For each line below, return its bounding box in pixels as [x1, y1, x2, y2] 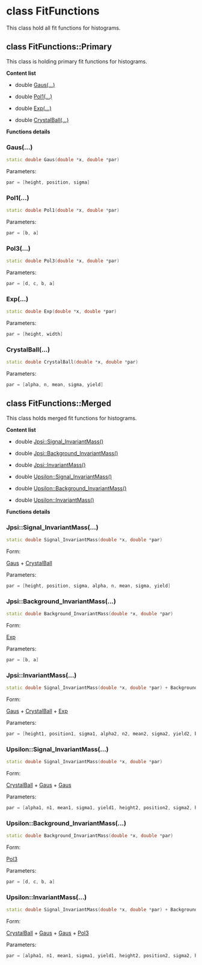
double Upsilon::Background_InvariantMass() [14, 484, 127, 492]
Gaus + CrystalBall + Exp [6, 708, 68, 715]
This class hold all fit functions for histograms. [6, 24, 121, 31]
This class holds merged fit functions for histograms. [6, 414, 137, 422]
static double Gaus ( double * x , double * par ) [6, 157, 120, 163]
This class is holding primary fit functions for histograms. [6, 57, 147, 65]
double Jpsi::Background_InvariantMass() [14, 449, 118, 457]
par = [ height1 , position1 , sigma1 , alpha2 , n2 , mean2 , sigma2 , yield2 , [6, 731, 192, 737]
